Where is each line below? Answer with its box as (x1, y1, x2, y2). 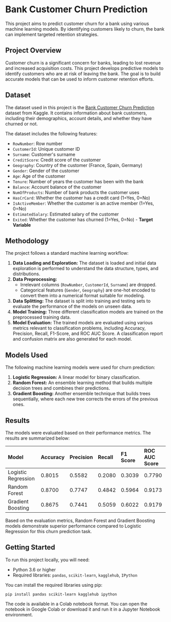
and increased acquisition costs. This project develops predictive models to (5, 65, 164, 71)
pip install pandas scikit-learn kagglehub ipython (5, 591, 117, 597)
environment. (5, 611, 33, 617)
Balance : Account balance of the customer (12, 184, 102, 190)
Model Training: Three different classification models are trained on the (12, 309, 163, 315)
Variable (12, 222, 32, 228)
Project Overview (5, 46, 62, 55)
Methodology (5, 236, 49, 245)
